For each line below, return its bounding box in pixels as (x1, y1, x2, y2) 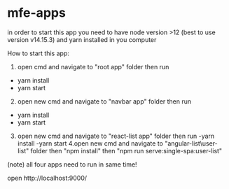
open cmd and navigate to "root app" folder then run (17, 62, 169, 71)
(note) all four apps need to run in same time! (7, 160, 138, 169)
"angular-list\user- (164, 139, 218, 148)
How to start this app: (7, 49, 70, 57)
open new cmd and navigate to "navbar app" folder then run (17, 97, 192, 106)
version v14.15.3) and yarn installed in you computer (7, 35, 157, 43)
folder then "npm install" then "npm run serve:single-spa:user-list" (30, 146, 223, 155)
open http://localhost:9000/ (7, 174, 88, 182)
